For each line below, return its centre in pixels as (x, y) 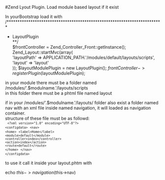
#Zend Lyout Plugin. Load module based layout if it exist (62, 7)
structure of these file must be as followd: (47, 118)
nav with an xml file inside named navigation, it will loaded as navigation (78, 108)
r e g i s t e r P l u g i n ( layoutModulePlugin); (49, 73)
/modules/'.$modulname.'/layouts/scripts (47, 88)
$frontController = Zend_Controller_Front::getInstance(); (69, 47)
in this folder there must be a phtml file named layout (59, 93)
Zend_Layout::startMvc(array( (42, 52)
